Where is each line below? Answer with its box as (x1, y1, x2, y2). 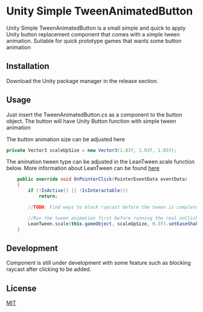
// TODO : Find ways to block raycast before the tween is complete (28, 204, 199, 210)
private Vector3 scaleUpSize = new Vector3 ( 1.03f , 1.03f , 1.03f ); (6, 147, 177, 153)
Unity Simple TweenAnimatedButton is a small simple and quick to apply (6, 24, 186, 32)
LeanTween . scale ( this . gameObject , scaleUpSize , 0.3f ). (28, 221, 169, 227)
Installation (6, 61, 50, 71)
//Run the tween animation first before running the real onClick (28, 215, 199, 221)
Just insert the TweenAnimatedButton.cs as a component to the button (6, 111, 182, 118)
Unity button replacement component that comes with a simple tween (6, 30, 180, 38)
